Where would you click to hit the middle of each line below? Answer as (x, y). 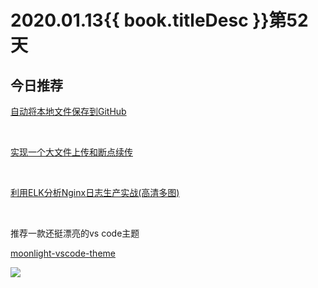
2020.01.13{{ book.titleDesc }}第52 (159, 20)
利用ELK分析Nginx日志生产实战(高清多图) (95, 192)
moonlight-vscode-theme (63, 253)
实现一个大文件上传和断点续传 (71, 152)
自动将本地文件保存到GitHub (68, 111)
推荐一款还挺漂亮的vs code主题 (75, 233)
